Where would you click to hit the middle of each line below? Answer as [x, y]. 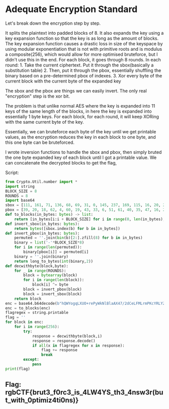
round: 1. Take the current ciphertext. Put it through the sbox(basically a [79, 65]
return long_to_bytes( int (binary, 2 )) [54, 261]
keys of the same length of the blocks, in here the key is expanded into [78, 111]
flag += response [59, 350]
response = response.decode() [64, 341]
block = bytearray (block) [51, 275]
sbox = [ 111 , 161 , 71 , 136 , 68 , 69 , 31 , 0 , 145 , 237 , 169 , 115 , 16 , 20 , [83, 205]
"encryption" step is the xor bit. [38, 96]
